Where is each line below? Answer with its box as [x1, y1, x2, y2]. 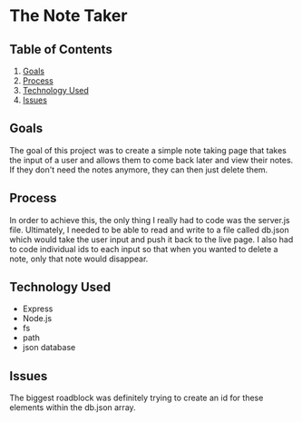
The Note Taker [9, 5, 128, 26]
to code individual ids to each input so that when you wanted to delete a [9, 243, 278, 254]
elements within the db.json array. [9, 402, 136, 413]
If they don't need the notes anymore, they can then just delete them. [9, 164, 268, 175]
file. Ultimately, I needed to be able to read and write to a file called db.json [9, 224, 290, 235]
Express [22, 303, 54, 314]
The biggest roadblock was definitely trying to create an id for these [9, 392, 264, 404]
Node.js [22, 313, 53, 324]
